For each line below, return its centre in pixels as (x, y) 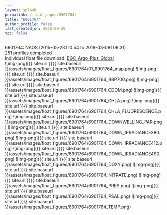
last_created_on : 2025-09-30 (35, 29)
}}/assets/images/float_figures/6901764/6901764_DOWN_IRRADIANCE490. (83, 154)
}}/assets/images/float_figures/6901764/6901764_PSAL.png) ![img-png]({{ (82, 196)
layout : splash (21, 10)
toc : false (16, 33)
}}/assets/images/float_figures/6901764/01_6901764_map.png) (70, 69)
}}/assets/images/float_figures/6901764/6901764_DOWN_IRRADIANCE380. (83, 133)
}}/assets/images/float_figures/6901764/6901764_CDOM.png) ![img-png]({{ (83, 90)
